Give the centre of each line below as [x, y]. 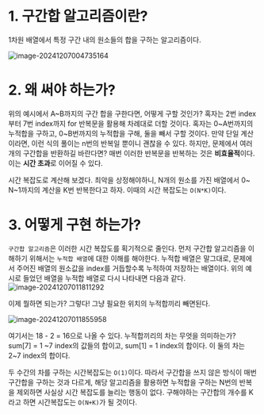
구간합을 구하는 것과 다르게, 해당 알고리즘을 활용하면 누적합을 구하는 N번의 [123, 382]
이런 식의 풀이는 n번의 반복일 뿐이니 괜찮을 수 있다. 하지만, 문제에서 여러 [142, 143]
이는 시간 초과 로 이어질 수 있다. [55, 163]
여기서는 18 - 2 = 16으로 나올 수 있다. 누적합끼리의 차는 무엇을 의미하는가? [122, 335]
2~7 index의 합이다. [39, 355]
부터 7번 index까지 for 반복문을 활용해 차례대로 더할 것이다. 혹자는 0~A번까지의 [131, 123]
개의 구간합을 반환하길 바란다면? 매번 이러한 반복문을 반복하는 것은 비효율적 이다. [132, 153]
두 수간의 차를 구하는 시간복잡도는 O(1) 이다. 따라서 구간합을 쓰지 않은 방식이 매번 [133, 372]
